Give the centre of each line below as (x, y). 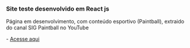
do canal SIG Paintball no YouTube (47, 28)
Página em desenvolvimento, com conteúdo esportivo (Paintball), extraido (95, 22)
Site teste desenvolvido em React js (58, 9)
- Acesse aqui (23, 39)
